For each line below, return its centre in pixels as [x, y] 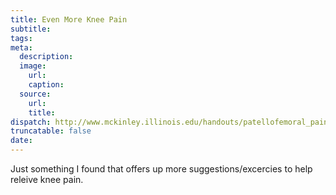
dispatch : [31, 122]
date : [21, 141]
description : [46, 57]
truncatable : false [51, 131]
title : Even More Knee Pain [69, 19]
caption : [46, 85]
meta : [21, 47]
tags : [21, 38]
